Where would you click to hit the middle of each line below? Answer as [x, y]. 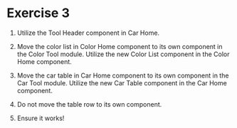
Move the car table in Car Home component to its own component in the [123, 75]
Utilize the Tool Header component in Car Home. [88, 33]
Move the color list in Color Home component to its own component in [120, 46]
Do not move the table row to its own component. [89, 104]
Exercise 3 [38, 13]
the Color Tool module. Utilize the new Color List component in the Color [123, 54]
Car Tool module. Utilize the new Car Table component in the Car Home [122, 82]
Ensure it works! [41, 118]
